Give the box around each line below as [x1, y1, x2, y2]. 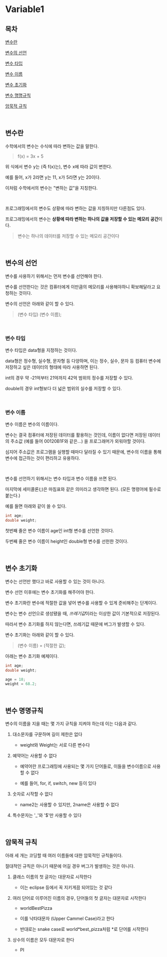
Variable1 [5, 4, 44, 15]
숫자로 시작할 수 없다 [12, 791, 53, 797]
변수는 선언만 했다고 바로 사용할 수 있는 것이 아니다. [5, 578, 105, 584]
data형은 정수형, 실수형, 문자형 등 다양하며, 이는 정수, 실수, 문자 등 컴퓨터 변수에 [5, 357, 161, 364]
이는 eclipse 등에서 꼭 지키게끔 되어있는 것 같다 [20, 884, 113, 890]
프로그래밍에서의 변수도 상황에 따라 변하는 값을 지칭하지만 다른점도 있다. [5, 205, 146, 211]
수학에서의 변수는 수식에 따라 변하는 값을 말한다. [5, 143, 99, 149]
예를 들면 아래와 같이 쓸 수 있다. [5, 503, 67, 509]
